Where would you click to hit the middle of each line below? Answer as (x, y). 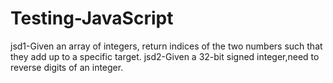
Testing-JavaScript (92, 18)
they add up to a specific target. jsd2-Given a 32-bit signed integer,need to (165, 56)
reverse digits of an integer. (67, 67)
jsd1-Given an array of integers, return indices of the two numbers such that (166, 46)
